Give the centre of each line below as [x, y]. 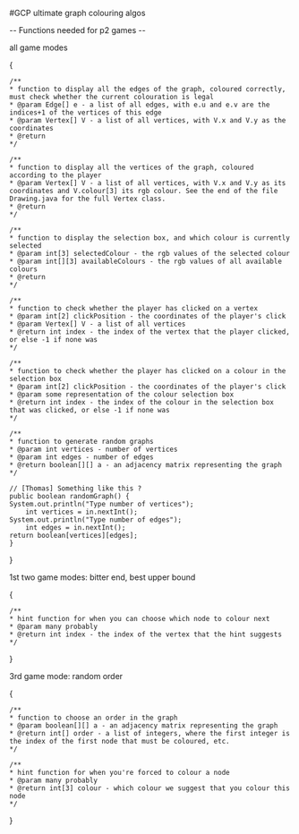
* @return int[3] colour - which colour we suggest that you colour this [150, 788]
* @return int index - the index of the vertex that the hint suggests [145, 634]
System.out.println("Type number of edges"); [95, 520]
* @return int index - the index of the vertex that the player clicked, [150, 332]
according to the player [56, 175]
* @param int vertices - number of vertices [94, 449]
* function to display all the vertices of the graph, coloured [132, 167]
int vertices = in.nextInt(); [82, 512]
